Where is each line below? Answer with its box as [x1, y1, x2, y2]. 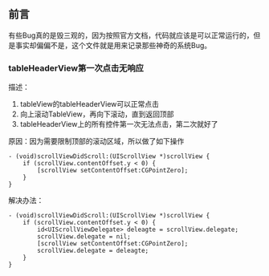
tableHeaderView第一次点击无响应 [8, 63, 145, 74]
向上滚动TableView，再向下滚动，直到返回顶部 [19, 109, 174, 119]
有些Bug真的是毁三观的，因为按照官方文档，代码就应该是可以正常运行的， [8, 30, 255, 40]
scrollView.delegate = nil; [37, 233, 131, 241]
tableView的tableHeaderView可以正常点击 [19, 99, 159, 109]
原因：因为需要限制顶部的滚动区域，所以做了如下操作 [8, 136, 185, 146]
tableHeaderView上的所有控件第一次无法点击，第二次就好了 [19, 120, 218, 129]
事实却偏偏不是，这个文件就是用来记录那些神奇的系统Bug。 [14, 40, 212, 50]
